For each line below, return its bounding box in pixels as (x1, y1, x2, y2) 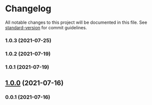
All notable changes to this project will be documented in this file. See (5, 19, 148, 25)
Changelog (5, 3, 51, 14)
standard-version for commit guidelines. (5, 24, 87, 30)
